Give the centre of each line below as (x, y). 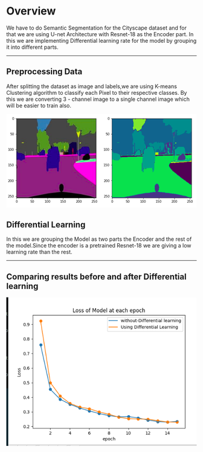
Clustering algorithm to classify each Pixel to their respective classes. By (97, 92)
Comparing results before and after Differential (96, 277)
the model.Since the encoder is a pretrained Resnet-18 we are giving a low (99, 246)
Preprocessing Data (44, 72)
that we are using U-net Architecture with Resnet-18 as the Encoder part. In (100, 34)
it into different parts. (32, 47)
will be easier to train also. (39, 105)
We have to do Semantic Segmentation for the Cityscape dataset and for (97, 28)
